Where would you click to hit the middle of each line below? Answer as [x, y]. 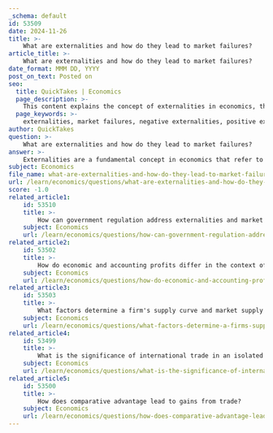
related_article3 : [39, 288]
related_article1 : [39, 197]
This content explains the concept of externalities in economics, [139, 106]
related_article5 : [39, 379]
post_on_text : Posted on [50, 76]
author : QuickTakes [41, 129]
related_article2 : [39, 243]
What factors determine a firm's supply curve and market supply [151, 310]
